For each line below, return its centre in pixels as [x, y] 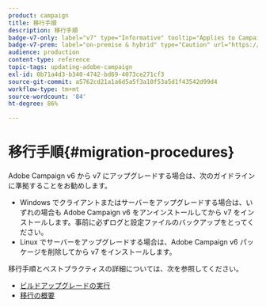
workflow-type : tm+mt [44, 89]
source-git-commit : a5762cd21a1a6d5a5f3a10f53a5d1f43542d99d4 [113, 81]
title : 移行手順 [32, 23]
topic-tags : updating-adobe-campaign [70, 67]
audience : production [44, 52]
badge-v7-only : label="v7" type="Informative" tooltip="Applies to [122, 38]
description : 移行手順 [43, 30]
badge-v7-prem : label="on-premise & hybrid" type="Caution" [110, 45]
